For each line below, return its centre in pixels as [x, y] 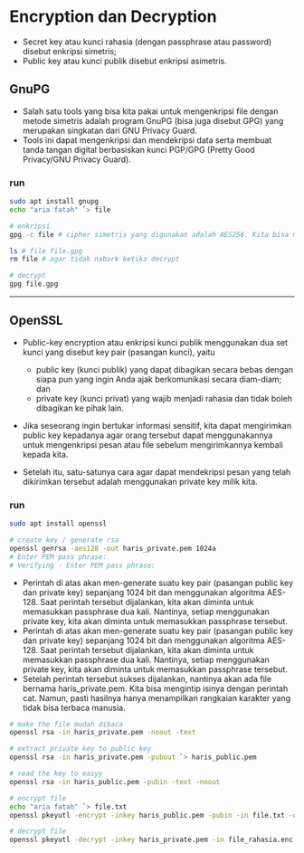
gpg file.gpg [34, 284]
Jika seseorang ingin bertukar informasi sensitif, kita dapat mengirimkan [157, 425]
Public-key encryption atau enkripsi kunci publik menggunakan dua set [155, 342]
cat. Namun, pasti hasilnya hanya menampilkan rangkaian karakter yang [157, 697]
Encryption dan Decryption [113, 17]
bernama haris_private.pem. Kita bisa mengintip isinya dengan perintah [155, 688]
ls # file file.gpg [46, 251]
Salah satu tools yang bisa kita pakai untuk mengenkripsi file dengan [150, 111]
